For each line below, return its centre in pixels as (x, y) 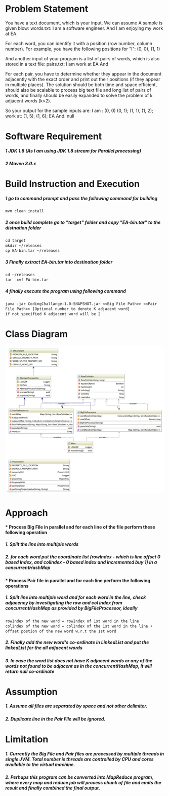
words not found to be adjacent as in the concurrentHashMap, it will (79, 666)
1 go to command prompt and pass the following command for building (81, 198)
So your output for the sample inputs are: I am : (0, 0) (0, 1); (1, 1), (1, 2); (79, 110)
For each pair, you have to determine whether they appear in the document (83, 73)
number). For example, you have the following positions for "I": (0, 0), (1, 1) (83, 49)
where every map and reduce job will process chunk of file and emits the (83, 783)
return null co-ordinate (30, 671)
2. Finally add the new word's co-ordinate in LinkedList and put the (77, 642)
